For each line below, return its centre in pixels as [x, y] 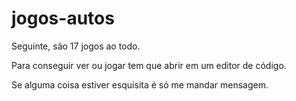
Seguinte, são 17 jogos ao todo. [76, 46]
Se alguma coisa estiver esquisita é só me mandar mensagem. [140, 84]
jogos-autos [63, 18]
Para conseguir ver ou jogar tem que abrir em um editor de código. [149, 65]
